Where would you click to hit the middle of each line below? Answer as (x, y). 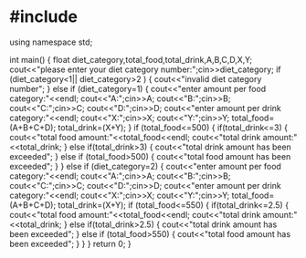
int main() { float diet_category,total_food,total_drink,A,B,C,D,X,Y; (131, 59)
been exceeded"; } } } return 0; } (71, 243)
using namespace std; (51, 42)
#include (44, 17)
